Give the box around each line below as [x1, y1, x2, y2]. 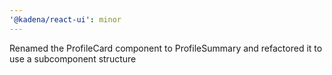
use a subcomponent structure [9, 52, 137, 65]
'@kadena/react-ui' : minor [9, 14, 122, 25]
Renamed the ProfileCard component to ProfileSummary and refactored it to [9, 42, 323, 54]
